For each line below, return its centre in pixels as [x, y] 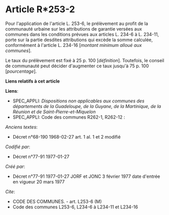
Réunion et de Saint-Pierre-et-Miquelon [54, 112]
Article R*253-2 [40, 9]
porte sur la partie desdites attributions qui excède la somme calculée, [79, 40]
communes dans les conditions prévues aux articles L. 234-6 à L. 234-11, [82, 34]
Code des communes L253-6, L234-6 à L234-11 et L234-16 [75, 207]
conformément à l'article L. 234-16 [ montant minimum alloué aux [74, 45]
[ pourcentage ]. [21, 71]
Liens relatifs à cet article [33, 81]
